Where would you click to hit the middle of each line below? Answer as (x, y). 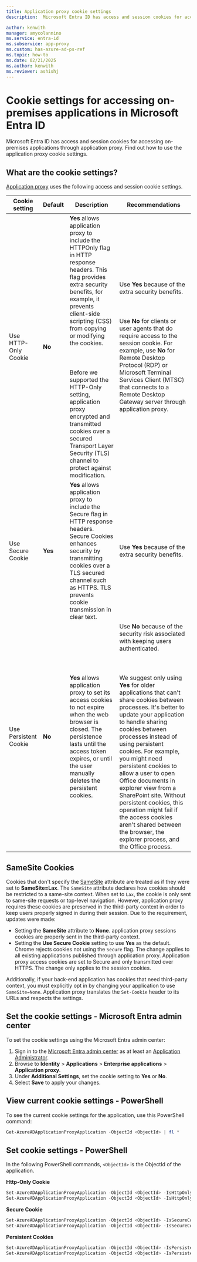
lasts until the (88, 744)
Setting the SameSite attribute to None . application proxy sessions (95, 930)
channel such (88, 580)
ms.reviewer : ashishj (33, 71)
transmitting (86, 558)
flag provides (88, 277)
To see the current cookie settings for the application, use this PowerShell (95, 1115)
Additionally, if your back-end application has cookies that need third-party (97, 979)
